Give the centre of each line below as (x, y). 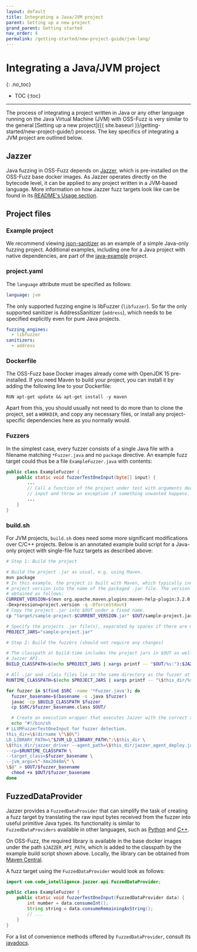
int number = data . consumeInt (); (68, 903)
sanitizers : (21, 340)
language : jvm (23, 295)
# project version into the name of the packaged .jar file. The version (98, 588)
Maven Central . (25, 860)
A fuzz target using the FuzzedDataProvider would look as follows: (86, 871)
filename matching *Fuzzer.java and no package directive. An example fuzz (97, 455)
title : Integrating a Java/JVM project (55, 17)
